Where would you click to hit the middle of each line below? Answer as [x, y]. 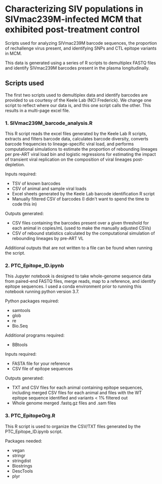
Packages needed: [24, 441]
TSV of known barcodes [36, 184]
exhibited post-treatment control [72, 30]
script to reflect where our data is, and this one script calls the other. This [78, 105]
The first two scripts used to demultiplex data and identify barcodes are [76, 95]
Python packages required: [32, 301]
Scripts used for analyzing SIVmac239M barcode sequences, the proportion [81, 43]
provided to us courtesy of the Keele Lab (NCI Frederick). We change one [78, 100]
